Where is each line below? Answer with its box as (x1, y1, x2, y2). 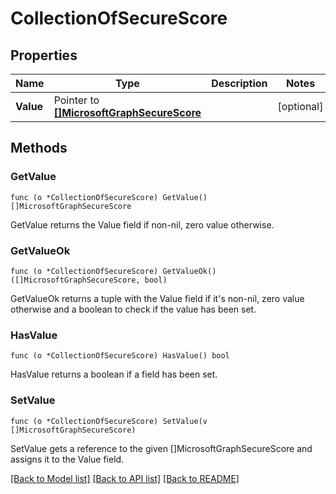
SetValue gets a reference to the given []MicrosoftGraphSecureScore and (10, 442, 313, 454)
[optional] (277, 100, 324, 113)
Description (211, 77, 268, 90)
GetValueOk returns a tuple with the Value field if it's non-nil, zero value (10, 292, 305, 304)
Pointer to (53, 93, 100, 107)
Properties (10, 47, 78, 64)
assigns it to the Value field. (10, 453, 125, 465)
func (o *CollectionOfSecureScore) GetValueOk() (10, 266, 217, 276)
